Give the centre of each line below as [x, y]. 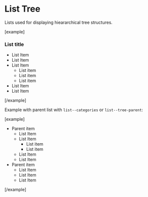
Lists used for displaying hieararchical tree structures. [59, 22]
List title [14, 44]
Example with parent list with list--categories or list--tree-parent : [74, 110]
